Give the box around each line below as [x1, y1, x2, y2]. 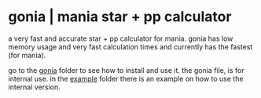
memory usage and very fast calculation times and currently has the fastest [8, 42, 253, 51]
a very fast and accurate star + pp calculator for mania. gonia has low [8, 34, 233, 43]
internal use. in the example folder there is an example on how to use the [8, 74, 244, 83]
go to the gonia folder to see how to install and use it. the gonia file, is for [8, 65, 244, 74]
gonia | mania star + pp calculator [8, 8, 232, 26]
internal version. [8, 82, 61, 92]
